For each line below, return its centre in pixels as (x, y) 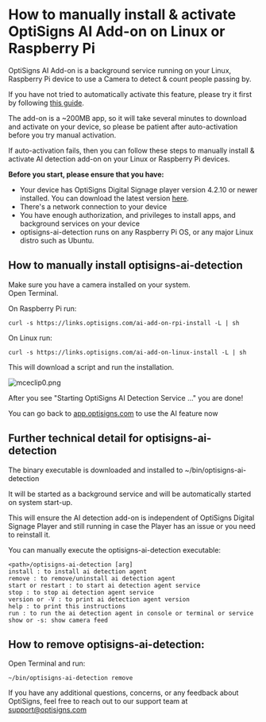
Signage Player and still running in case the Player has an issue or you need (132, 526)
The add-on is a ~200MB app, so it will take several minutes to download (128, 118)
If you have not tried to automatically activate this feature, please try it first (130, 94)
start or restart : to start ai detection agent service (104, 585)
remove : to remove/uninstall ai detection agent (92, 578)
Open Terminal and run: (47, 664)
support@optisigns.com (48, 710)
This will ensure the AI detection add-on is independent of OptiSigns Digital (131, 518)
